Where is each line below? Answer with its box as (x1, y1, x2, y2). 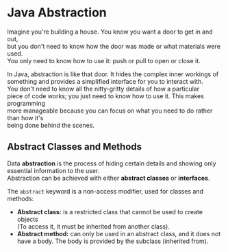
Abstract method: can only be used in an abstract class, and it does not (16, 229, 221, 238)
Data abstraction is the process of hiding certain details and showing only (7, 159, 217, 168)
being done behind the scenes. (7, 121, 94, 129)
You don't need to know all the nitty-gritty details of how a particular (7, 84, 200, 93)
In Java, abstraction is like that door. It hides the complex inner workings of (7, 70, 219, 78)
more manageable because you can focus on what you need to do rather (7, 106, 213, 115)
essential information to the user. (7, 166, 100, 174)
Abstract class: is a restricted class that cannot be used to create (16, 207, 203, 216)
